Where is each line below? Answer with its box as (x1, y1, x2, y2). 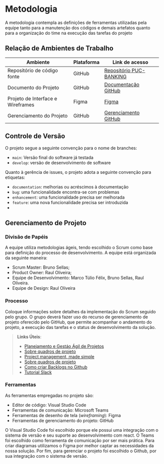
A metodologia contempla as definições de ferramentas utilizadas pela (5, 20, 147, 25)
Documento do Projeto (7, 84, 60, 91)
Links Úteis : (17, 334, 41, 340)
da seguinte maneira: (5, 255, 48, 261)
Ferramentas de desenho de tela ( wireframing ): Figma (12, 412, 121, 418)
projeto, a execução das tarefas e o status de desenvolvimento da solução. (5, 324, 156, 330)
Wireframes (7, 101, 35, 108)
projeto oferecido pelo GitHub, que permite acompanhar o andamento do (5, 319, 152, 325)
